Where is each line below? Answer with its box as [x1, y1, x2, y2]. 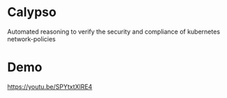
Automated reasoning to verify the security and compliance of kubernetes [7, 27, 221, 36]
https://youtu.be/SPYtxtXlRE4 [7, 82, 93, 91]
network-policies [7, 34, 56, 43]
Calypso [7, 4, 57, 20]
